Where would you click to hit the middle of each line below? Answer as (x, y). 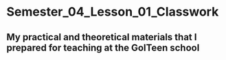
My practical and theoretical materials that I (102, 37)
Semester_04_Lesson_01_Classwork (113, 12)
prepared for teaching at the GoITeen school (103, 47)
